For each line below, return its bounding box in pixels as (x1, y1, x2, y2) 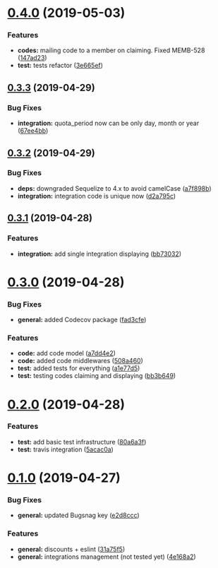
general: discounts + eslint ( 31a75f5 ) (17, 545, 126, 553)
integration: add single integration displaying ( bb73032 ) (17, 249, 182, 258)
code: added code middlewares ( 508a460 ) (17, 357, 143, 365)
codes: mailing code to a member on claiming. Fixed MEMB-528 (17, 46, 205, 54)
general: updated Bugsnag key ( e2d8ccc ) (17, 511, 140, 520)
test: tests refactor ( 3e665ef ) (17, 61, 104, 70)
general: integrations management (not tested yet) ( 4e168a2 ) (17, 552, 196, 561)
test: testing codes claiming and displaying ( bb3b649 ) (17, 372, 176, 380)
